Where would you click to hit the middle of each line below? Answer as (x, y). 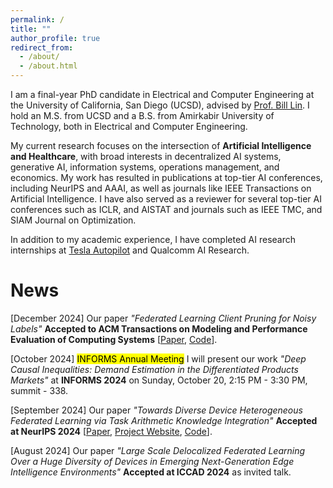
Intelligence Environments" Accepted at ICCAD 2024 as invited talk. (151, 472)
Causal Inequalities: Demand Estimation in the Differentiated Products (154, 369)
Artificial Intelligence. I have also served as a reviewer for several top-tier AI (166, 199)
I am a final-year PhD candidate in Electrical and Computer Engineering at (162, 94)
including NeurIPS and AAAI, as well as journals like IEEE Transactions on (161, 188)
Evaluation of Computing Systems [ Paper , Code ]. (114, 339)
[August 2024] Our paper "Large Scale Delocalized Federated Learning (158, 450)
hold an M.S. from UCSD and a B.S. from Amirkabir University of (142, 115)
